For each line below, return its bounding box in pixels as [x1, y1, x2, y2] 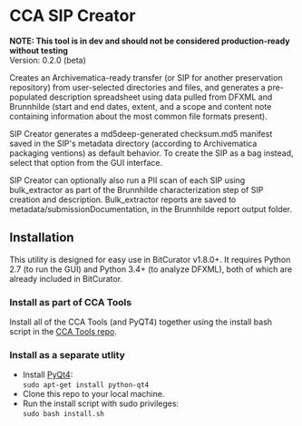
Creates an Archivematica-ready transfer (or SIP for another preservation [9, 72, 283, 82]
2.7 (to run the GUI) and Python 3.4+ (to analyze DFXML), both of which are [9, 264, 293, 275]
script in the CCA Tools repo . [9, 326, 118, 337]
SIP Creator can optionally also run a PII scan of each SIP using [9, 174, 246, 186]
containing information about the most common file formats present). [9, 111, 268, 121]
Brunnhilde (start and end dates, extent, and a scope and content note [9, 101, 272, 111]
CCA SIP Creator [9, 5, 136, 26]
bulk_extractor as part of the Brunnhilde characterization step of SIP [9, 184, 264, 195]
